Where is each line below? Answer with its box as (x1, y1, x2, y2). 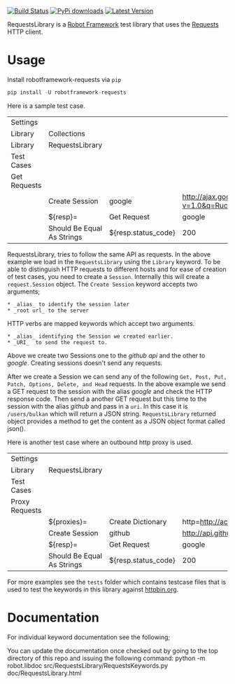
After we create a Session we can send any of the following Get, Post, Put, (7, 372, 227, 381)
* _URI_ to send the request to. (7, 338, 108, 346)
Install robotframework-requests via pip (7, 75, 122, 83)
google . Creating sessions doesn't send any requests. (7, 358, 163, 367)
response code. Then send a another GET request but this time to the (7, 395, 208, 403)
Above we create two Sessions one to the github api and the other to (7, 351, 206, 360)
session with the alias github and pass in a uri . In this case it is (7, 402, 188, 410)
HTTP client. (7, 28, 43, 36)
